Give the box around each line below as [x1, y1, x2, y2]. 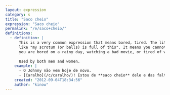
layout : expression [5, 7, 47, 13]
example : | [14, 63, 37, 68]
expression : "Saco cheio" [5, 21, 60, 27]
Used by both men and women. [18, 59, 80, 64]
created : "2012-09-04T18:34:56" [14, 77, 82, 82]
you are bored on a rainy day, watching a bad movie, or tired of [18, 49, 162, 54]
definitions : [5, 31, 33, 36]
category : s [5, 12, 30, 17]
